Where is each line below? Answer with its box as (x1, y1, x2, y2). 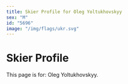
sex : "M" (6, 14, 28, 20)
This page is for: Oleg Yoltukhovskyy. (6, 71, 99, 79)
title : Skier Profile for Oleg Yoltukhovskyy (6, 8, 122, 15)
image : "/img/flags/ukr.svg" (6, 25, 79, 32)
